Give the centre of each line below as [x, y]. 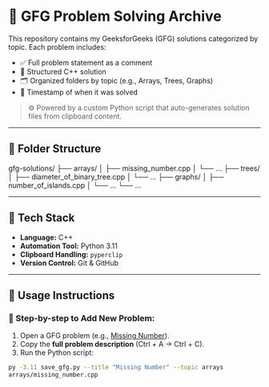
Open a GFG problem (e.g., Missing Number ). [94, 336]
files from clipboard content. [75, 116]
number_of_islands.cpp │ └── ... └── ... [75, 185]
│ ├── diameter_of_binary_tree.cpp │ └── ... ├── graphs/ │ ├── [116, 176]
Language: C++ [46, 237]
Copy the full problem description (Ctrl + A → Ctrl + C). [112, 345]
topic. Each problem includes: [57, 46]
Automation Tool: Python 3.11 [68, 246]
